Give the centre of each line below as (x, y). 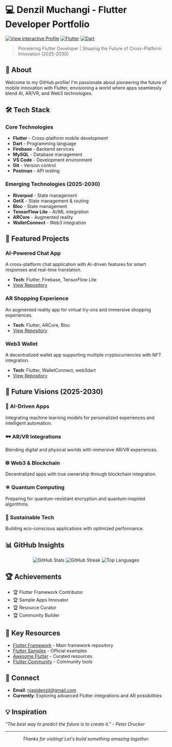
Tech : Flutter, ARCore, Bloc (41, 325)
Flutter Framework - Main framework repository (63, 646)
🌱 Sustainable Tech (30, 517)
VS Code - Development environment (52, 160)
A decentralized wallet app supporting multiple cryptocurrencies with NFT (83, 355)
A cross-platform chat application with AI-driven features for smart (76, 264)
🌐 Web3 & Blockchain (33, 463)
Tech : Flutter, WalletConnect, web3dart (54, 370)
